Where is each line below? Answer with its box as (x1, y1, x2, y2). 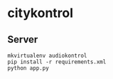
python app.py (7, 65, 50, 72)
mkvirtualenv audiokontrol (7, 52, 87, 59)
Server (7, 33, 38, 46)
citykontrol (7, 5, 73, 21)
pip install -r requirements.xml (7, 58, 107, 65)
